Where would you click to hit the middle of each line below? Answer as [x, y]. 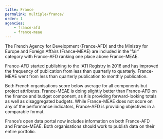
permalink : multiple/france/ [35, 14]
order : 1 [14, 19]
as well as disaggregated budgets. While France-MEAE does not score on [79, 101]
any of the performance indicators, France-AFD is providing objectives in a [80, 106]
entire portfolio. [20, 131]
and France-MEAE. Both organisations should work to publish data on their [80, 126]
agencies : [15, 23]
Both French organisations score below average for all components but [76, 86]
